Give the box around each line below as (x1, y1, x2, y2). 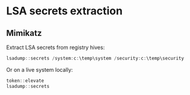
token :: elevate (6, 78, 44, 84)
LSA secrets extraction (6, 4, 123, 18)
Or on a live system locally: (6, 66, 73, 73)
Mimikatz (6, 28, 42, 38)
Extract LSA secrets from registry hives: (6, 44, 105, 51)
